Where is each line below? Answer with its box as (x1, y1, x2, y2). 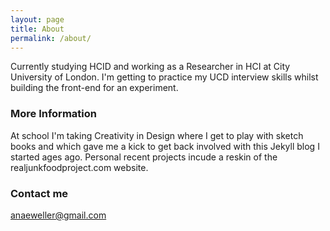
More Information (10, 107, 97, 121)
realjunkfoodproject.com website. (10, 161, 149, 173)
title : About (10, 24, 65, 34)
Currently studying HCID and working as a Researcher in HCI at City (10, 61, 291, 73)
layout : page (10, 14, 65, 25)
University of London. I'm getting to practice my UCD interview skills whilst (10, 71, 319, 83)
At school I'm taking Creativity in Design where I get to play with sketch (10, 129, 304, 141)
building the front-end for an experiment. (10, 82, 179, 94)
